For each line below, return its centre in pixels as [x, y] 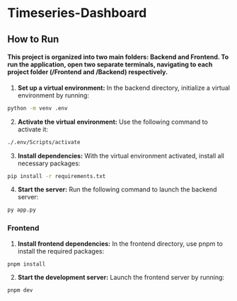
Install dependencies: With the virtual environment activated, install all [121, 155]
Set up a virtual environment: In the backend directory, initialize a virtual [123, 88]
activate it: [33, 129]
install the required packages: [61, 251]
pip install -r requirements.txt [57, 176]
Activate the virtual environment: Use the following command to [113, 122]
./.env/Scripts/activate [44, 142]
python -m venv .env [38, 108]
